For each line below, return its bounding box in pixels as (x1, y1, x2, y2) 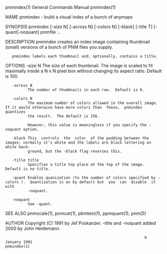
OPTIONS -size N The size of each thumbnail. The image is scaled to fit (5, 63, 153, 68)
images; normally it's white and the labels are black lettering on (5, 140, 151, 145)
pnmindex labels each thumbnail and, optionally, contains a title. (12, 54, 158, 59)
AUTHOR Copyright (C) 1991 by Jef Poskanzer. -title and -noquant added (5, 220, 156, 226)
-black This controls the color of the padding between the (12, 136, 149, 141)
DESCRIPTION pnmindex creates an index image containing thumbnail (5, 39, 150, 45)
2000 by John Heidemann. (5, 225, 61, 231)
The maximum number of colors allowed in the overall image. (27, 100, 158, 105)
